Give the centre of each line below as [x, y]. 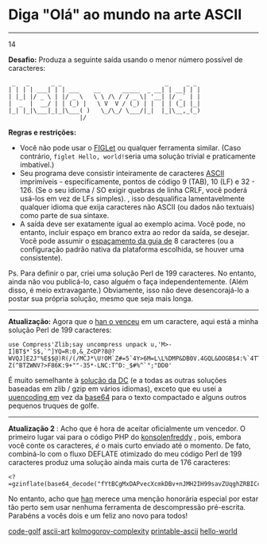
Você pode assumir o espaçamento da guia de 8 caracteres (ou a [127, 241]
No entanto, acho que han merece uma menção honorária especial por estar [133, 499]
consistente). [41, 257]
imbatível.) [37, 164]
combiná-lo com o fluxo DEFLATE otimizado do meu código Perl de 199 [125, 454]
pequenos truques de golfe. [54, 405]
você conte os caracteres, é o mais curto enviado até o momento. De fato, [130, 445]
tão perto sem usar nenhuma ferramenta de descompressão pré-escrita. [127, 507]
